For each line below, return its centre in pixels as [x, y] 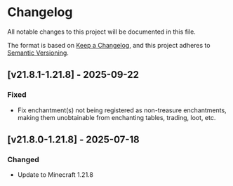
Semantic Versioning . [38, 53]
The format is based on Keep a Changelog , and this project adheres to [109, 45]
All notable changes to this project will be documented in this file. [102, 32]
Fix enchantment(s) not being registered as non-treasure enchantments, [122, 110]
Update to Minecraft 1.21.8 [55, 175]
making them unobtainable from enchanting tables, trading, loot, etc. [116, 117]
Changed [24, 159]
